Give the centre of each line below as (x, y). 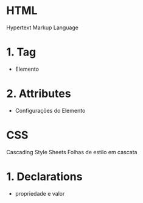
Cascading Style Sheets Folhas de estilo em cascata (72, 152)
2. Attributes (39, 94)
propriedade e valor (40, 193)
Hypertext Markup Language (43, 27)
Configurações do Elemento (50, 110)
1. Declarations (44, 176)
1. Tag (21, 52)
